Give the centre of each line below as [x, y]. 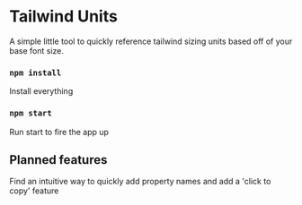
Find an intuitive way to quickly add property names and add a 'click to [140, 182]
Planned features [58, 160]
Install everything [41, 91]
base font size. [37, 50]
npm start [31, 113]
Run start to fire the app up [59, 132]
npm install [36, 73]
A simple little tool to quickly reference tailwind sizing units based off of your [151, 41]
